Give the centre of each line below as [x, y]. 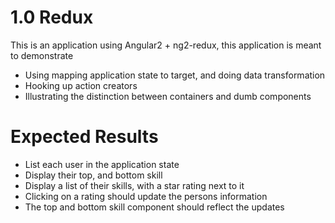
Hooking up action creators [81, 85]
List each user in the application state [102, 164]
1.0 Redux [52, 17]
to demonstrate [42, 55]
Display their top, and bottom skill [93, 175]
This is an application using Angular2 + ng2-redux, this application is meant [166, 45]
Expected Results [84, 137]
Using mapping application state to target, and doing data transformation [175, 75]
